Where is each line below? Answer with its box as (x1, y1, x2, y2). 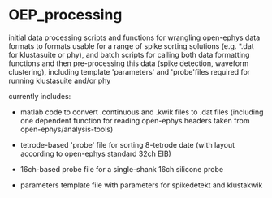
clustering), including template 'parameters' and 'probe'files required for (8, 67, 251, 76)
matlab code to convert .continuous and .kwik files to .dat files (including (19, 107, 264, 117)
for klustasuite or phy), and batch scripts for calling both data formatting (8, 49, 250, 59)
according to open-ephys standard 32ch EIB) (19, 148, 172, 158)
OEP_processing (8, 6, 123, 24)
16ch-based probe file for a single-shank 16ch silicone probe (19, 164, 224, 174)
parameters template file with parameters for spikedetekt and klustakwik (19, 180, 263, 190)
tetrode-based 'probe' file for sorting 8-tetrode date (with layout (19, 140, 235, 149)
